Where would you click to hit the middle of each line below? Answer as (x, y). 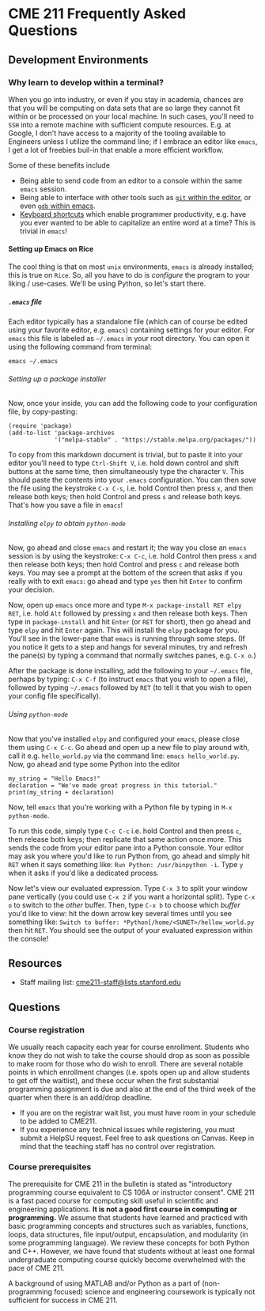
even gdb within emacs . (58, 206)
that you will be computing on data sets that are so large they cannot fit (124, 108)
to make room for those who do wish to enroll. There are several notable (126, 1064)
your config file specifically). (55, 696)
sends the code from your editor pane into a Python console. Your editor (126, 847)
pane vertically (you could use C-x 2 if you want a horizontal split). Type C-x (132, 896)
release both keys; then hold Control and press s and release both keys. (125, 497)
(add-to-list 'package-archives (61, 433)
